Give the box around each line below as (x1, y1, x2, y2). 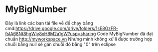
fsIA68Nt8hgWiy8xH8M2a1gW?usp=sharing (5, 30, 96, 36)
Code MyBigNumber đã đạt (97, 30, 154, 36)
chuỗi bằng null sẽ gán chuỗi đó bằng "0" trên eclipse (5, 41, 116, 47)
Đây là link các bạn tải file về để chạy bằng (5, 20, 93, 26)
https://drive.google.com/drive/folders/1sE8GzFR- (15, 25, 119, 31)
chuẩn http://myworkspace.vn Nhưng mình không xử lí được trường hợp (5, 36, 153, 42)
